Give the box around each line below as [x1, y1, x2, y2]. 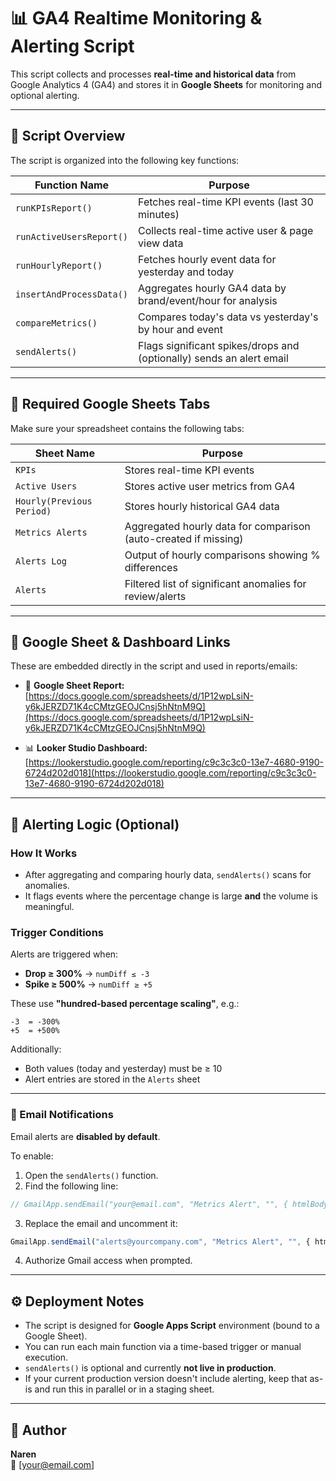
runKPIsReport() [15, 202, 93, 214]
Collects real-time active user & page [138, 223, 314, 237]
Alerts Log [15, 555, 67, 567]
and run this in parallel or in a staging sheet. [34, 1383, 215, 1395]
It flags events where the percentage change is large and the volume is [24, 890, 318, 902]
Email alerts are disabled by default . [10, 1130, 161, 1142]
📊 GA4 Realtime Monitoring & [10, 7, 263, 30]
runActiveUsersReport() [15, 231, 129, 242]
